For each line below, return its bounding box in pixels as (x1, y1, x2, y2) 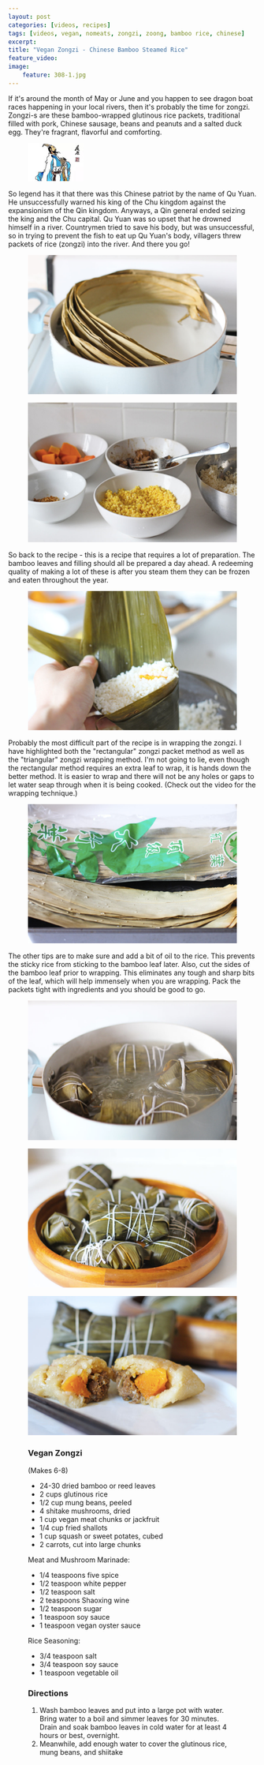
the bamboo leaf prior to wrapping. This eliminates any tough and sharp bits (8, 968, 255, 978)
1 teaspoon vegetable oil (39, 1668, 119, 1677)
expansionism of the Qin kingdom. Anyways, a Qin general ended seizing (8, 205, 246, 215)
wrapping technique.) (8, 788, 78, 797)
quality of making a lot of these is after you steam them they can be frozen (8, 567, 251, 576)
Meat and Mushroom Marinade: (28, 1555, 130, 1565)
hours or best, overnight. (39, 1731, 121, 1741)
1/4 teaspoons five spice (39, 1570, 120, 1580)
